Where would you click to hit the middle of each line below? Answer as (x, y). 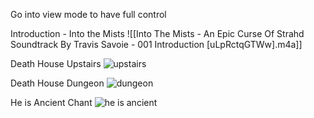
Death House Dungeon (57, 83)
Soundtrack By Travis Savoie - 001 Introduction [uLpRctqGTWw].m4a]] (156, 44)
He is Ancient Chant (51, 102)
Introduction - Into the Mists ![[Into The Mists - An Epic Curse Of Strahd (157, 33)
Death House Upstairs (56, 63)
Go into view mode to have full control (88, 14)
